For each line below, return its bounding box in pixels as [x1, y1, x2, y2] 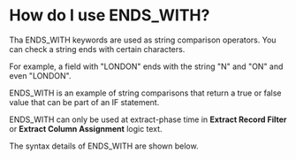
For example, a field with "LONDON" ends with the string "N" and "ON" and [9, 61, 284, 72]
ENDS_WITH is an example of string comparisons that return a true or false [9, 88, 282, 98]
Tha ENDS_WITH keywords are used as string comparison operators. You [9, 34, 277, 45]
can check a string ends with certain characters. [9, 43, 186, 54]
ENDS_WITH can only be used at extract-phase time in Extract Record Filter [9, 114, 287, 125]
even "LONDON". [9, 70, 72, 80]
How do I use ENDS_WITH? [9, 5, 210, 26]
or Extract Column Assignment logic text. [9, 123, 163, 133]
